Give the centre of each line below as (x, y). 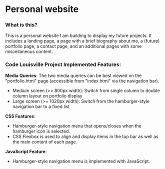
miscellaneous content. (29, 51)
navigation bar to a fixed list (41, 106)
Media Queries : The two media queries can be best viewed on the (73, 75)
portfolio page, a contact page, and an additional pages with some (73, 46)
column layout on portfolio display (47, 95)
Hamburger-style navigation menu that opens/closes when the (77, 125)
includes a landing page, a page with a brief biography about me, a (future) (82, 41)
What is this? (21, 25)
